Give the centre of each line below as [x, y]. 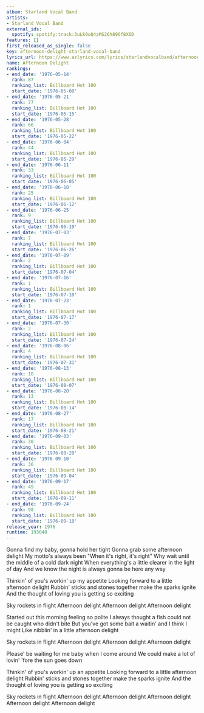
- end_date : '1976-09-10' [39, 459]
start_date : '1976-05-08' [45, 91]
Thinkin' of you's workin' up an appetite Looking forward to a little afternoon [101, 672]
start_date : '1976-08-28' [45, 453]
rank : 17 [23, 419]
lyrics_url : [21, 57]
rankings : [19, 68]
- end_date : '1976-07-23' [39, 301]
